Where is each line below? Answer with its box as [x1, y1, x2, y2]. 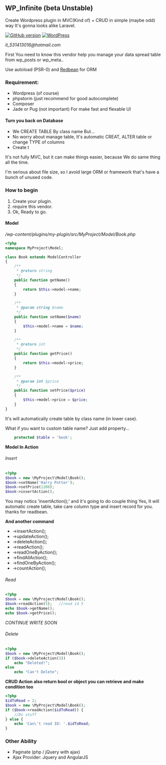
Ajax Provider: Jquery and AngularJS [12, 755, 89, 761]
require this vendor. [12, 203, 53, 209]
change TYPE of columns [12, 139, 65, 145]
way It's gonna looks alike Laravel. [5, 22, 76, 28]
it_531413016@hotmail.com [5, 42, 61, 48]
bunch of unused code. [5, 174, 53, 180]
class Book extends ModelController [5, 254, 81, 260]
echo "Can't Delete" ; [14, 670, 59, 675]
